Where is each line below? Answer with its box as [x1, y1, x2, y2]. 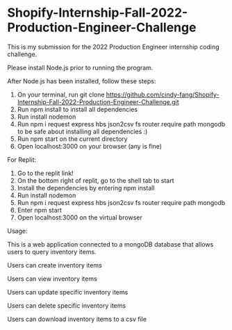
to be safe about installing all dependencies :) [17, 127, 148, 135]
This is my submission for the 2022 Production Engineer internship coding [7, 42, 220, 51]
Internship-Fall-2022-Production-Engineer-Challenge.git [17, 97, 179, 106]
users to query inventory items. [7, 247, 97, 256]
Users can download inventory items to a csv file [7, 315, 147, 323]
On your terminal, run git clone [17, 90, 105, 99]
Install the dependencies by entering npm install [17, 183, 155, 192]
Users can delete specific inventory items [7, 301, 126, 310]
